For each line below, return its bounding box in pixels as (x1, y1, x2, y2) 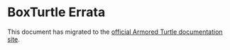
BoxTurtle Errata (7, 4, 106, 20)
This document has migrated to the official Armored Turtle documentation (7, 27, 223, 36)
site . (7, 35, 20, 43)
